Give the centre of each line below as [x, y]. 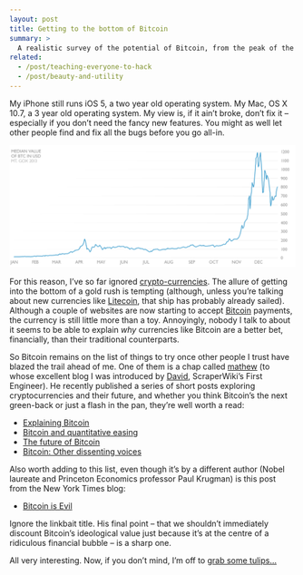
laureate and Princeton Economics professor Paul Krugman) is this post [143, 479]
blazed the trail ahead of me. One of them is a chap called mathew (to [140, 366]
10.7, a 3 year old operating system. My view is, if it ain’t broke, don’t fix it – [149, 112]
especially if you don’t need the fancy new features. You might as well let [146, 122]
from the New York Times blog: [68, 489]
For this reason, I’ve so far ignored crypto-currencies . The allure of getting [149, 282]
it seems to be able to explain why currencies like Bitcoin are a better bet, [147, 330]
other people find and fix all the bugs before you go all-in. [117, 132]
